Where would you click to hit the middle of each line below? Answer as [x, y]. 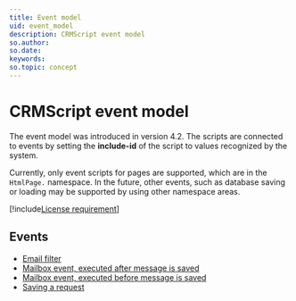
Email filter [42, 258]
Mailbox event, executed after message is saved [111, 268]
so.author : [29, 42]
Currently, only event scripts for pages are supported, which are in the [138, 172]
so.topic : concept [43, 68]
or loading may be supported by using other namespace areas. [125, 191]
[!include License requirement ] [65, 209]
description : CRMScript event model [77, 34]
